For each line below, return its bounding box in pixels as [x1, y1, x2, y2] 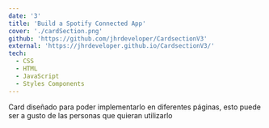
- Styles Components [15, 79, 85, 87]
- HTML [15, 65, 38, 73]
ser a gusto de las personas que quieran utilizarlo [8, 110, 173, 120]
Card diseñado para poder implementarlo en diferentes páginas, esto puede [8, 102, 261, 112]
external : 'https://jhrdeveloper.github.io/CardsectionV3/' [8, 42, 216, 50]
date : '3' [8, 11, 42, 20]
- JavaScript [15, 72, 60, 80]
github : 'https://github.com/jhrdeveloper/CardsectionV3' [8, 34, 208, 43]
